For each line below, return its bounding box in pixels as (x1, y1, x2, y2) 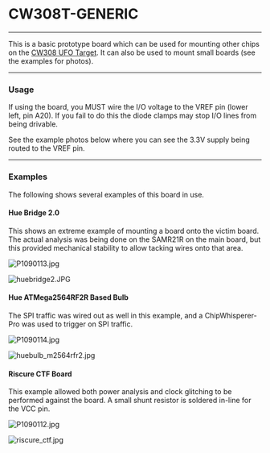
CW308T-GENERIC (8, 5, 139, 23)
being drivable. (8, 119, 59, 129)
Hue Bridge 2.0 (8, 208, 60, 218)
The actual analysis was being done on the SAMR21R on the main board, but (8, 235, 261, 244)
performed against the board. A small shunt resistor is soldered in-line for (8, 396, 252, 405)
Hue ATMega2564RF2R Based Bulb (8, 293, 129, 302)
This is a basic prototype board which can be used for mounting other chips (8, 39, 260, 48)
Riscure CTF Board (8, 368, 72, 379)
